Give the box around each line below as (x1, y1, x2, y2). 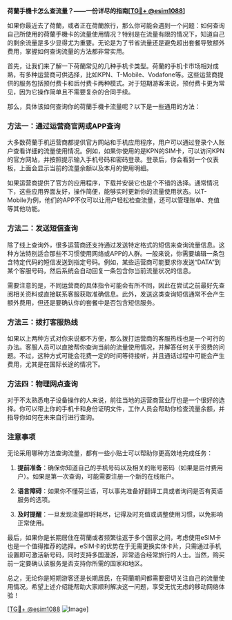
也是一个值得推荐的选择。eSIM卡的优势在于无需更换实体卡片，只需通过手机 (7, 542, 222, 550)
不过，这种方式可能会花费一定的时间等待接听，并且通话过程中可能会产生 (19, 351, 225, 359)
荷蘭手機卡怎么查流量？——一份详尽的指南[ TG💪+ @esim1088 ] (7, 7, 186, 14)
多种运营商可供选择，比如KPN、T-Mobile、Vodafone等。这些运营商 (25, 70, 218, 79)
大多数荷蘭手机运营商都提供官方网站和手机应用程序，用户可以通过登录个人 (7, 138, 219, 147)
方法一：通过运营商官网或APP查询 (7, 121, 121, 130)
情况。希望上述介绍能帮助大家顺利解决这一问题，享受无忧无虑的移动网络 (12, 583, 219, 591)
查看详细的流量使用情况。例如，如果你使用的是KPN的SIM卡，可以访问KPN (12, 147, 225, 155)
